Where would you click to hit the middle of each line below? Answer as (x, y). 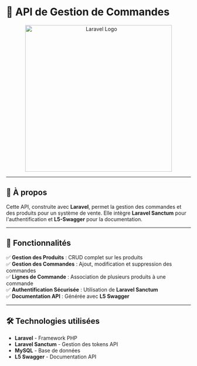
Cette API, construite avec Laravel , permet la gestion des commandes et (94, 206)
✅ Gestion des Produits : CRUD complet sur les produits (74, 257)
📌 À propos (27, 193)
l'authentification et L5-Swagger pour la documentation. (74, 219)
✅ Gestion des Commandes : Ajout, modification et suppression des (89, 264)
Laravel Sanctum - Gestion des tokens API (66, 344)
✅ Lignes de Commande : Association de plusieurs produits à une (86, 277)
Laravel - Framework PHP (46, 338)
